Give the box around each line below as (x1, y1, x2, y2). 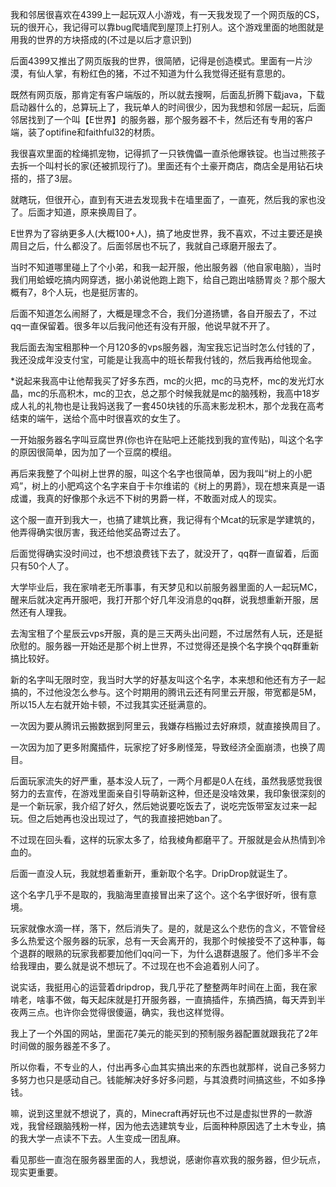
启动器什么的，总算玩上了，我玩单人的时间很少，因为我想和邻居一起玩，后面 (10, 101, 326, 113)
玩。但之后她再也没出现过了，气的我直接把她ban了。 (10, 813, 228, 824)
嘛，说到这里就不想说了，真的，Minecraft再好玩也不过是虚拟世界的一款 (10, 1108, 304, 1119)
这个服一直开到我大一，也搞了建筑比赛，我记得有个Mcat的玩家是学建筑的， (10, 514, 321, 525)
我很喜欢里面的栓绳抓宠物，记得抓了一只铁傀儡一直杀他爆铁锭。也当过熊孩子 (10, 148, 326, 159)
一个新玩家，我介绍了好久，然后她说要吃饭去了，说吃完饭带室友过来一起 (18, 800, 317, 812)
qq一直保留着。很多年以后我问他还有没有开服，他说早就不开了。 (10, 320, 276, 332)
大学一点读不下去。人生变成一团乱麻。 (27, 1133, 186, 1144)
